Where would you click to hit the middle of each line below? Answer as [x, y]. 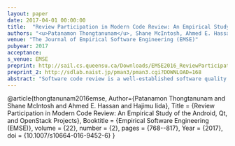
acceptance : [24, 53]
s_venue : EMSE [28, 59]
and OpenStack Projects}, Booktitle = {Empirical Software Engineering [108, 121]
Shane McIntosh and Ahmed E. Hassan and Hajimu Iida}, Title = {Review [111, 106]
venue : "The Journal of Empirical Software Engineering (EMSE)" [103, 40]
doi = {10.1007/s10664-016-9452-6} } [61, 136]
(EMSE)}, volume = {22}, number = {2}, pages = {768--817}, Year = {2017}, [115, 128]
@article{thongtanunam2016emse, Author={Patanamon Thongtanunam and [116, 98]
